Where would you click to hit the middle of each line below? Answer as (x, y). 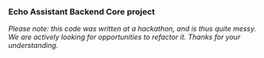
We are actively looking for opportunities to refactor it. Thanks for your (124, 37)
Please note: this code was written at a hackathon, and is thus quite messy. (132, 29)
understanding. (33, 45)
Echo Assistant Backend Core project (82, 12)
